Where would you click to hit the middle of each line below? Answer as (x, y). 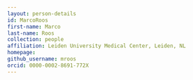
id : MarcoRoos (28, 20)
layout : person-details (42, 14)
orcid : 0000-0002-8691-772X (48, 65)
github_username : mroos (42, 59)
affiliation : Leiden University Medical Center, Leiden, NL (97, 46)
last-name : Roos (31, 33)
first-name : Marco (34, 26)
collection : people (36, 40)
